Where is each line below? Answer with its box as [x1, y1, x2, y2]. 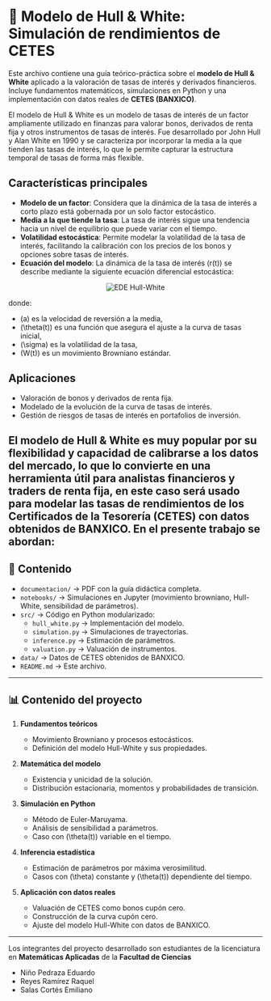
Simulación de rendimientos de [8, 24, 221, 43]
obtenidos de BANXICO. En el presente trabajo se [8, 522, 261, 536]
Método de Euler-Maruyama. [31, 814, 128, 824]
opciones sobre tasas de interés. [19, 249, 129, 259]
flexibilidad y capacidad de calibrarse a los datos [8, 446, 260, 460]
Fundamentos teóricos [19, 719, 98, 728]
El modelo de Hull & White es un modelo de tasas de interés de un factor [8, 109, 249, 120]
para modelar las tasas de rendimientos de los [8, 497, 244, 511]
